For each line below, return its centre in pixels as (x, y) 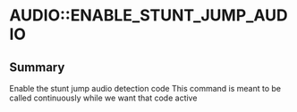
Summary (37, 67)
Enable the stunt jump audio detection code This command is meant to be (145, 88)
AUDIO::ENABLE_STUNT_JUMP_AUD (148, 16)
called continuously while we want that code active (103, 98)
